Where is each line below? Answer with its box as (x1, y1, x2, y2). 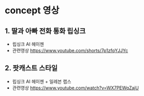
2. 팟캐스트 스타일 (5, 64, 58, 73)
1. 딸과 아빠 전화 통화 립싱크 (5, 27, 86, 35)
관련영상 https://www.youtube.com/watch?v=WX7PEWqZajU (12, 85, 139, 91)
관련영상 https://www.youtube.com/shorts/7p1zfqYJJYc (12, 47, 128, 54)
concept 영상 (5, 5, 60, 16)
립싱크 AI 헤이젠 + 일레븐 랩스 (12, 78, 71, 84)
